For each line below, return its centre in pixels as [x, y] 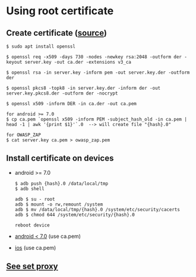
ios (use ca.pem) [35, 247]
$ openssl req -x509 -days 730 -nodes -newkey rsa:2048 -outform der [94, 57]
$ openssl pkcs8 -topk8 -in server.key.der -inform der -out [83, 88]
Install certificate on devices [60, 158]
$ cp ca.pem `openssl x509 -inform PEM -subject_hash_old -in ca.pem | [97, 119]
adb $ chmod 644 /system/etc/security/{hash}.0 [75, 215]
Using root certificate [60, 11]
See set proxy [32, 267]
